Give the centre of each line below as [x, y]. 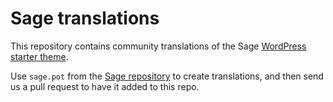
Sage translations [85, 18]
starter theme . [39, 56]
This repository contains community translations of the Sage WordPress [158, 46]
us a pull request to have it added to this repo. [105, 86]
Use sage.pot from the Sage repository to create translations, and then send [167, 76]
